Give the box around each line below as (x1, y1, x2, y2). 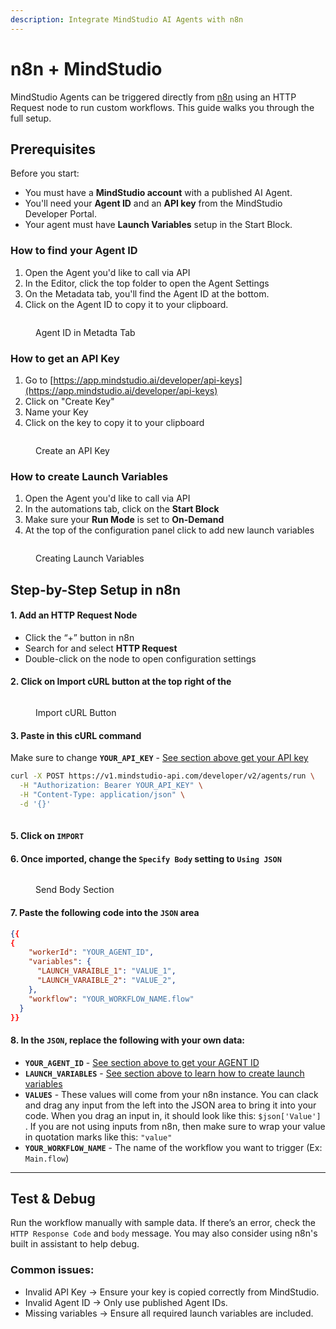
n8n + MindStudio (10, 57, 163, 80)
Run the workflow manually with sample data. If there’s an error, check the (10, 1217, 316, 1229)
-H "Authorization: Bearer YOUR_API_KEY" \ (19, 781, 203, 791)
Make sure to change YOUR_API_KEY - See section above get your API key (10, 752, 309, 764)
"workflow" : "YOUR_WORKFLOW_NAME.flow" (28, 994, 195, 1004)
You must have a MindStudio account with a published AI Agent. (24, 187, 293, 199)
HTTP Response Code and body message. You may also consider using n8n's (10, 1227, 318, 1240)
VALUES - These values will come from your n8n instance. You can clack (24, 1088, 319, 1100)
